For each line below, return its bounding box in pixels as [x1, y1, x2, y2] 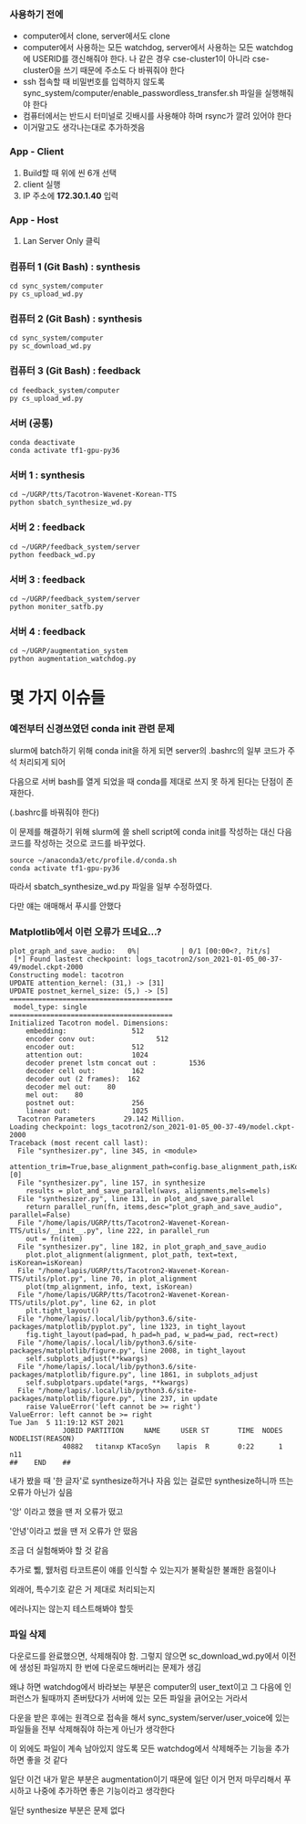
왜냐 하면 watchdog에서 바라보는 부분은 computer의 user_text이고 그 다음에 [9, 1682, 282, 1692]
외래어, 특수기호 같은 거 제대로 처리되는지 [9, 1584, 156, 1595]
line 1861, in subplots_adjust [139, 1370, 259, 1380]
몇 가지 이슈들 [9, 688, 106, 709]
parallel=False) [9, 1210, 71, 1220]
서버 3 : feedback [9, 573, 86, 585]
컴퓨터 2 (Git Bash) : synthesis [9, 312, 143, 325]
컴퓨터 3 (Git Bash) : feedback [9, 364, 141, 377]
